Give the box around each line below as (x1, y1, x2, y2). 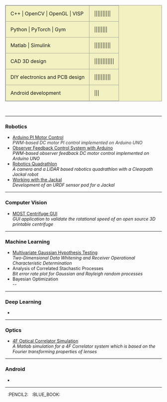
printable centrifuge (12, 221, 54, 227)
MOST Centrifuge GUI (12, 210, 58, 216)
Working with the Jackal (12, 177, 62, 183)
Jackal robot (12, 171, 39, 177)
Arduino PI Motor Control (12, 134, 64, 140)
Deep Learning (5, 298, 42, 305)
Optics (5, 327, 22, 334)
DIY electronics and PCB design (10, 74, 85, 80)
